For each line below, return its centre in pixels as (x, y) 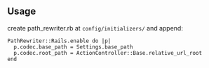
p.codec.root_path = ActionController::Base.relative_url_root (108, 53)
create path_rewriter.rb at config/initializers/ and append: (95, 28)
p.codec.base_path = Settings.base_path (73, 47)
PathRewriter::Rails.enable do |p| (59, 41)
